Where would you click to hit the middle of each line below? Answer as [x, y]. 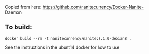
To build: [19, 27]
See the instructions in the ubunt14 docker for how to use [62, 47]
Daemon [14, 12]
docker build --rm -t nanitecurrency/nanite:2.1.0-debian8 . [68, 38]
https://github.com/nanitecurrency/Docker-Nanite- [93, 7]
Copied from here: [23, 7]
